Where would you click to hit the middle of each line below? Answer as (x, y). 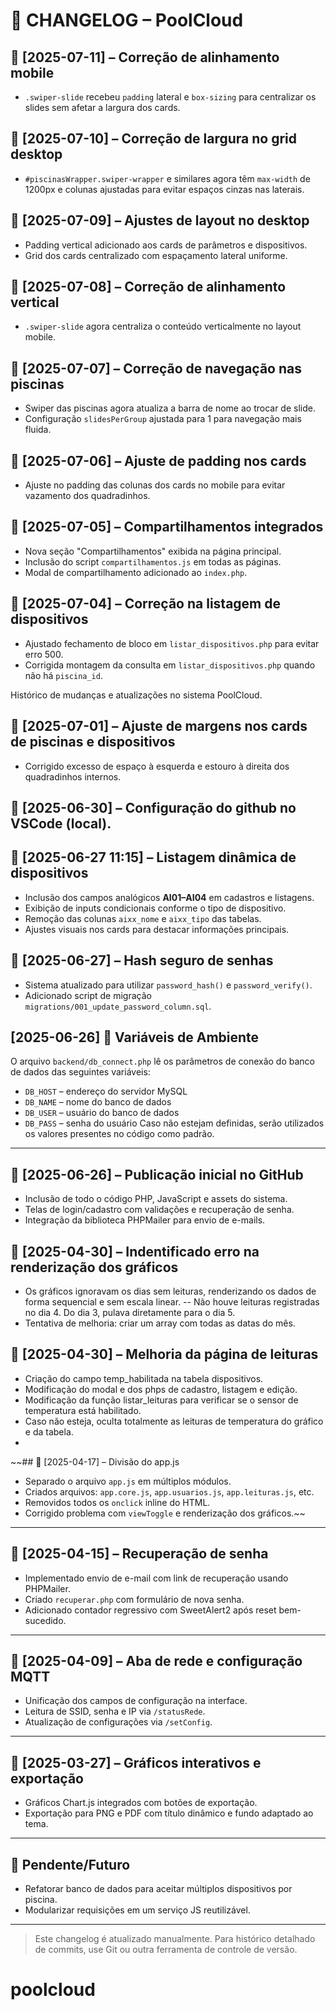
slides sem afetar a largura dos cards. (102, 107)
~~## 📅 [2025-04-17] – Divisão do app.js (95, 1461)
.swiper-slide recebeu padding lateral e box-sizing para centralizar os (170, 97)
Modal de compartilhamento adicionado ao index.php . (136, 572)
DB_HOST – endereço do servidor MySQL (106, 1091)
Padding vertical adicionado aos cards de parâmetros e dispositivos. (166, 245)
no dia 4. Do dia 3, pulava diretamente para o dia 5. (130, 1312)
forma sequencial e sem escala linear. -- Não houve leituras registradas (172, 1301)
